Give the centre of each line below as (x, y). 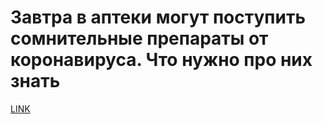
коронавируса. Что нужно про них (161, 60)
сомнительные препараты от (139, 38)
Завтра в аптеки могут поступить (158, 17)
